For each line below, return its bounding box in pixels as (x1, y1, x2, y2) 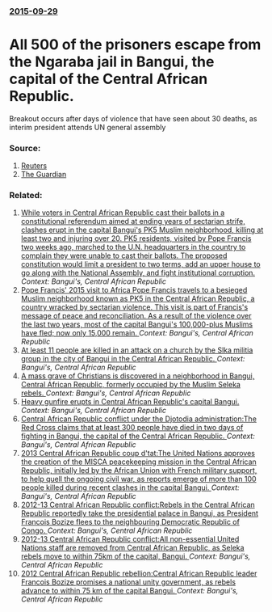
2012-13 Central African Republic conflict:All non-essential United (20, 534, 240, 544)
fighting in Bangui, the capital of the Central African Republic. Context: (20, 431, 255, 441)
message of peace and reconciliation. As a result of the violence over (20, 311, 252, 321)
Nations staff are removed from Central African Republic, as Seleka (20, 543, 245, 553)
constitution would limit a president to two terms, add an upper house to (20, 260, 261, 269)
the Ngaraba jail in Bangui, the (9, 53, 215, 71)
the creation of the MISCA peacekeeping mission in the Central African (20, 457, 257, 466)
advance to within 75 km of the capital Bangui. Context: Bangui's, (20, 586, 239, 596)
